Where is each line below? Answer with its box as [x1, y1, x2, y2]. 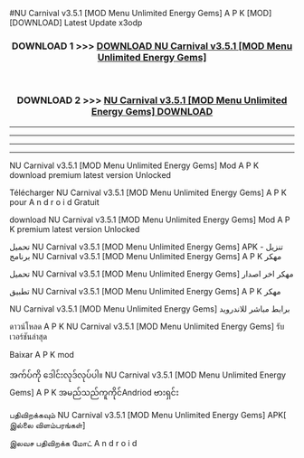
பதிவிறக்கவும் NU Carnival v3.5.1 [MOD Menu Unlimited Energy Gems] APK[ [9, 409, 287, 420]
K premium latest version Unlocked [9, 223, 140, 234]
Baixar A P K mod [9, 349, 75, 360]
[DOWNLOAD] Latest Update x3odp [9, 17, 143, 28]
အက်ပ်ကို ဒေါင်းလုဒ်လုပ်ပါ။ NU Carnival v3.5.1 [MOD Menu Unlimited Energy [9, 369, 287, 380]
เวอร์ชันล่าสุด [9, 331, 48, 341]
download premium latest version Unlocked [9, 169, 172, 180]
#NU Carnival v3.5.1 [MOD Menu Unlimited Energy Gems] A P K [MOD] [9, 8, 272, 18]
